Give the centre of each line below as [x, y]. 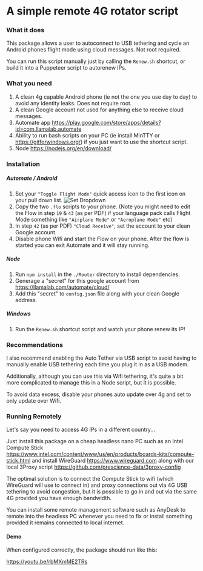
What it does [25, 30]
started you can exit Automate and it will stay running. [82, 245]
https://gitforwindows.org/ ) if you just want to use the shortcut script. [101, 142]
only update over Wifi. [34, 400]
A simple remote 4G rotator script [92, 11]
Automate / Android [32, 178]
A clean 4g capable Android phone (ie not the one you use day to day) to [106, 97]
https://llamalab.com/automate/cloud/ [62, 287]
